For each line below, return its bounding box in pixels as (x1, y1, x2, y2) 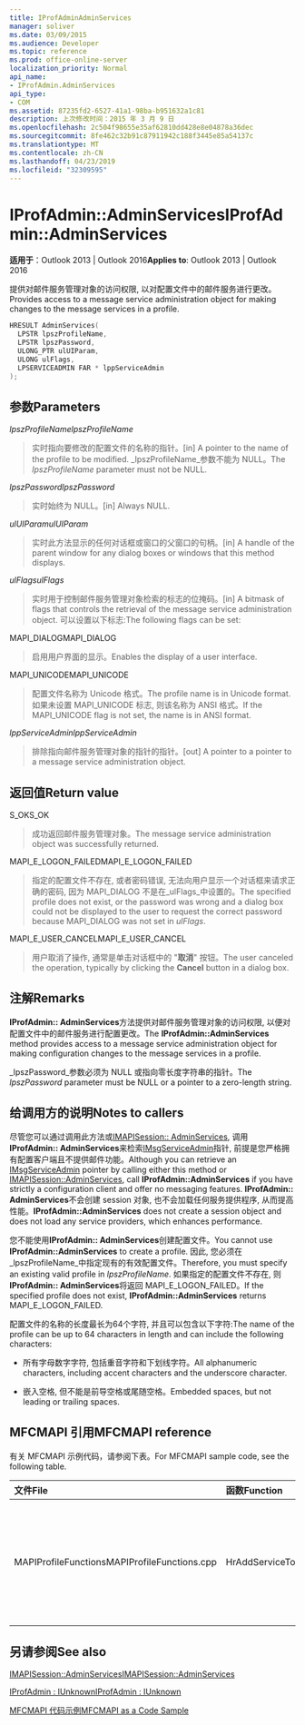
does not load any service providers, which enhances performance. (9, 1216, 263, 1227)
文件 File (14, 1483, 48, 1496)
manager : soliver (9, 22, 75, 31)
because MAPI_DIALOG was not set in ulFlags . (31, 916, 206, 927)
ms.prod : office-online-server (9, 55, 128, 64)
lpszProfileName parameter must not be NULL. (31, 464, 207, 475)
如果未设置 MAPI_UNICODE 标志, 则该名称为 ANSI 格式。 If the (31, 700, 263, 711)
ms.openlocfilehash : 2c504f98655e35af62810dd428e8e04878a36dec (9, 123, 254, 133)
